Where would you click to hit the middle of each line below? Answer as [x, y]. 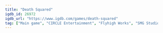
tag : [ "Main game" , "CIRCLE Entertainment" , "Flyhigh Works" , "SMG [75, 23]
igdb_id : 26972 [20, 14]
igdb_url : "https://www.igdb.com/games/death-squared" [62, 18]
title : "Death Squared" [29, 9]
